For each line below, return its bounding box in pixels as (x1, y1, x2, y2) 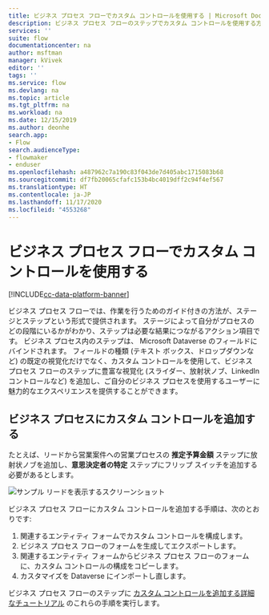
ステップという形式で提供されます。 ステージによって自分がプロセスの (22, 316, 255, 326)
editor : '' (8, 64, 45, 72)
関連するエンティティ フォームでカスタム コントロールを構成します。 (19, 531, 247, 541)
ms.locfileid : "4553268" (8, 205, 91, 213)
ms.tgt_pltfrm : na (8, 101, 70, 109)
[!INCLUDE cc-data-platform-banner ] (8, 289, 130, 299)
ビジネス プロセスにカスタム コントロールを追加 (8, 412, 245, 426)
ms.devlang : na (8, 86, 59, 95)
